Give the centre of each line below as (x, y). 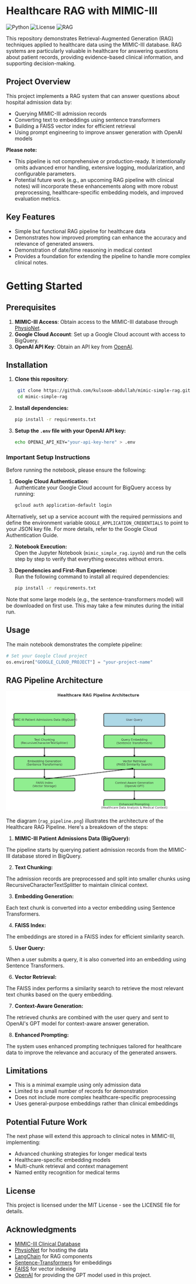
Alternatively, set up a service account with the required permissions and (94, 517)
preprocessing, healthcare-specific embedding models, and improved (99, 192)
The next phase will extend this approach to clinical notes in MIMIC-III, (91, 1136)
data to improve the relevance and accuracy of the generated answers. (92, 1052)
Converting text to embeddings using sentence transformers (87, 120)
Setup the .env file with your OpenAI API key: (70, 431)
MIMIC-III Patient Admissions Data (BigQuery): (72, 838)
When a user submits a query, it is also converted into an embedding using (96, 959)
